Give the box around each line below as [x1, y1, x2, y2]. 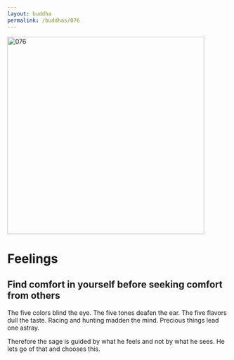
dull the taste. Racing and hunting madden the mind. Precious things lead [7, 316, 219, 324]
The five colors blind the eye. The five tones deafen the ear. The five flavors [7, 308, 227, 317]
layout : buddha [7, 10, 52, 18]
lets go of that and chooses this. [7, 345, 100, 353]
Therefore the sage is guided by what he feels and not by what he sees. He [7, 337, 225, 345]
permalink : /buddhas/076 [7, 17, 80, 24]
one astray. [7, 323, 40, 332]
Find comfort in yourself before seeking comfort [7, 279, 223, 291]
